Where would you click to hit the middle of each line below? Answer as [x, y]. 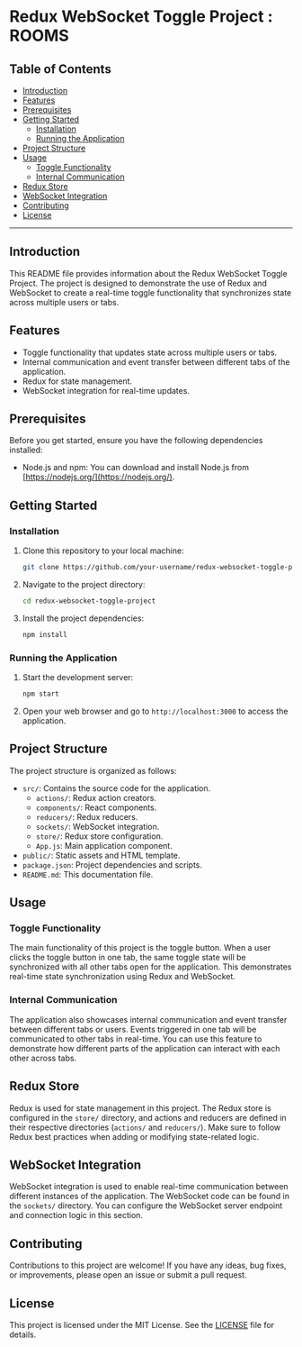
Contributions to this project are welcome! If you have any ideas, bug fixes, [148, 1265]
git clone [41, 568]
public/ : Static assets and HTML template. [101, 855]
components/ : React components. [96, 807]
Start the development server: [78, 678]
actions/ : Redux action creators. [96, 797]
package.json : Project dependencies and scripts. [112, 865]
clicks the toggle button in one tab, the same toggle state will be [128, 958]
